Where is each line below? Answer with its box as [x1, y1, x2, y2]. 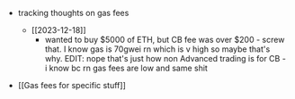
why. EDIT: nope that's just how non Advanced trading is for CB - [44, 54, 286, 63]
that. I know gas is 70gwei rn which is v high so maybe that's [44, 44, 271, 54]
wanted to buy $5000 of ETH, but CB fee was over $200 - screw [44, 35, 285, 45]
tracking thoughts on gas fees [17, 8, 130, 18]
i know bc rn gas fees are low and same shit [44, 62, 209, 73]
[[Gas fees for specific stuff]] [17, 80, 126, 90]
